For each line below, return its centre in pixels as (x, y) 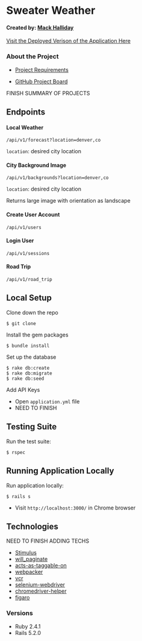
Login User (20, 241)
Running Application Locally (60, 471)
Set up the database (31, 357)
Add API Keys (23, 390)
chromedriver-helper (41, 591)
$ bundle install (28, 346)
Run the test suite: (29, 441)
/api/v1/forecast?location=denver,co (54, 140)
